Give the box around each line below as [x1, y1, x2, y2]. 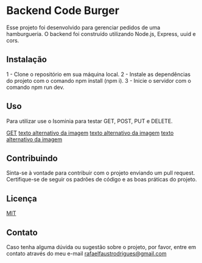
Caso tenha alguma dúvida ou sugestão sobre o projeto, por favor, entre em [6, 244, 197, 250]
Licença [6, 193, 38, 204]
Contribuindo [6, 153, 58, 163]
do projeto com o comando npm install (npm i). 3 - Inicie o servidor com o [6, 77, 192, 84]
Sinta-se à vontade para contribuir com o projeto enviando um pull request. [6, 169, 195, 177]
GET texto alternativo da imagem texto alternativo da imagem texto [6, 129, 174, 136]
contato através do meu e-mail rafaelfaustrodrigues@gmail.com [6, 250, 167, 257]
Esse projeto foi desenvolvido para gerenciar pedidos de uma [6, 24, 161, 31]
